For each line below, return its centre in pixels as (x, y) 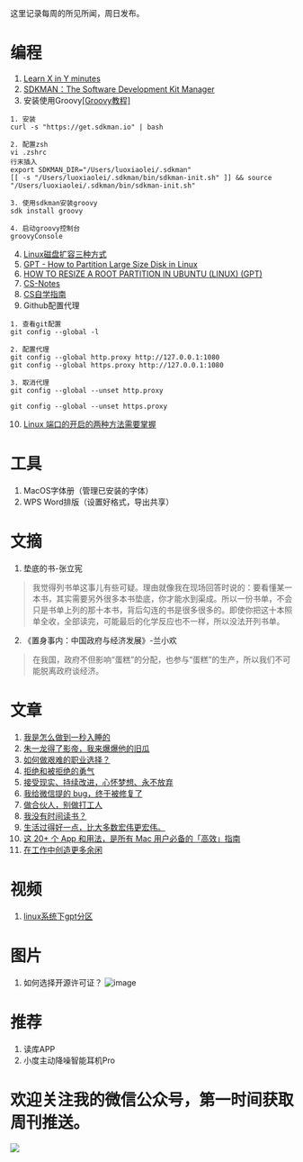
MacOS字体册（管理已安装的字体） (88, 490)
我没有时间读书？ (55, 816)
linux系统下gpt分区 (58, 916)
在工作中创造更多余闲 (62, 849)
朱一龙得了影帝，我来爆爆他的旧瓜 (86, 748)
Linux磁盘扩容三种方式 (65, 254)
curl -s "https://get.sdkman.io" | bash (87, 127)
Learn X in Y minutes (62, 78)
